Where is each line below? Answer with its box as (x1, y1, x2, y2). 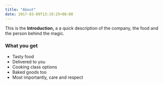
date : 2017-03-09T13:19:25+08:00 (5, 12, 73, 17)
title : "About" (5, 7, 36, 12)
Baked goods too (12, 69, 47, 75)
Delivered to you (12, 59, 46, 64)
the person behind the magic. (5, 30, 65, 36)
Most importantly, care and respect (12, 74, 83, 80)
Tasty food (12, 53, 34, 59)
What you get (5, 42, 38, 49)
